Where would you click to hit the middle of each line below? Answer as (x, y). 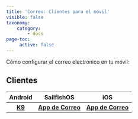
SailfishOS (59, 97)
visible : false (25, 17)
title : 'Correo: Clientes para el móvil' (58, 12)
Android (21, 97)
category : (29, 28)
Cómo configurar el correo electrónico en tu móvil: (68, 62)
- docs (36, 34)
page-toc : (18, 39)
